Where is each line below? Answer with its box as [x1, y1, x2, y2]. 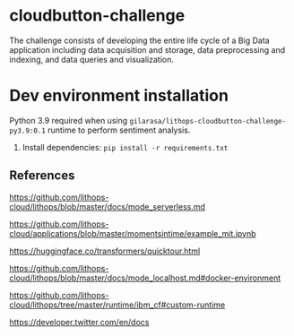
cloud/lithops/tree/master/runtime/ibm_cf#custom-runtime [9, 299, 226, 310]
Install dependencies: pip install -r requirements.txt [22, 142, 229, 152]
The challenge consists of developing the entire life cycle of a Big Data [9, 35, 271, 46]
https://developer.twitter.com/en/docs [9, 316, 150, 327]
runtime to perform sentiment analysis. [48, 125, 191, 135]
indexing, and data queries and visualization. [9, 54, 175, 65]
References [9, 168, 75, 184]
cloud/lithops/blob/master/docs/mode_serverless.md [9, 201, 206, 211]
